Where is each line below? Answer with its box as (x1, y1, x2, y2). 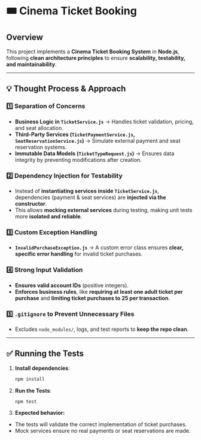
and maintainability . (6, 61, 57, 68)
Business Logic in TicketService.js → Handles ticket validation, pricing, (14, 117, 194, 125)
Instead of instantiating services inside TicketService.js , (14, 187, 160, 194)
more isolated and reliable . (14, 213, 83, 220)
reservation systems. (14, 143, 67, 150)
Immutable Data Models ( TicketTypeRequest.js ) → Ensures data (14, 150, 175, 157)
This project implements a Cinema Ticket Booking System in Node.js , (6, 48, 179, 55)
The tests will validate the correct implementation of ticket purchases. (14, 421, 187, 428)
